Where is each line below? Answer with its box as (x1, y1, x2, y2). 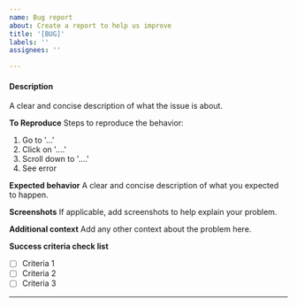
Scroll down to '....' (21, 154, 90, 165)
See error (21, 163, 57, 173)
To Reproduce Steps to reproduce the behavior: (9, 118, 184, 128)
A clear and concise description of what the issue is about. (9, 101, 224, 111)
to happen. (9, 189, 49, 200)
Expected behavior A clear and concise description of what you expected (9, 180, 279, 191)
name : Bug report (9, 12, 73, 22)
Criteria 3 (21, 278, 57, 288)
